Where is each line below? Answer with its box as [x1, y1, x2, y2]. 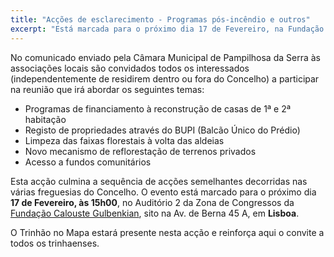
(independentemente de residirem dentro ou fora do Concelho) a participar [10, 72, 320, 85]
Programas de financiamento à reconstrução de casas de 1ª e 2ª [24, 102, 292, 115]
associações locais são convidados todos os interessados [10, 62, 250, 74]
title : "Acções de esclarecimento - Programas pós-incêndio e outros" [10, 14, 311, 25]
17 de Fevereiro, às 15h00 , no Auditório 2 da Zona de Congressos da [10, 196, 295, 208]
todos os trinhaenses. [10, 237, 100, 249]
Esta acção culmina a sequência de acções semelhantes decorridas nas [10, 175, 308, 187]
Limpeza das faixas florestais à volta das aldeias [24, 134, 225, 146]
